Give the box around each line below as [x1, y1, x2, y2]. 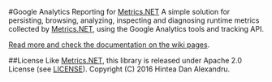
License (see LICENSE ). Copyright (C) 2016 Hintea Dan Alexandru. [8, 64, 230, 74]
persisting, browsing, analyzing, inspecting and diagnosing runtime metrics [8, 15, 260, 25]
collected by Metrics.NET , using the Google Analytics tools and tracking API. [8, 24, 264, 33]
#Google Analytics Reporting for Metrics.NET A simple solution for [8, 7, 231, 16]
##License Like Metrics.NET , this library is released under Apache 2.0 [8, 56, 242, 65]
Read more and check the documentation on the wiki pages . [8, 40, 210, 50]
